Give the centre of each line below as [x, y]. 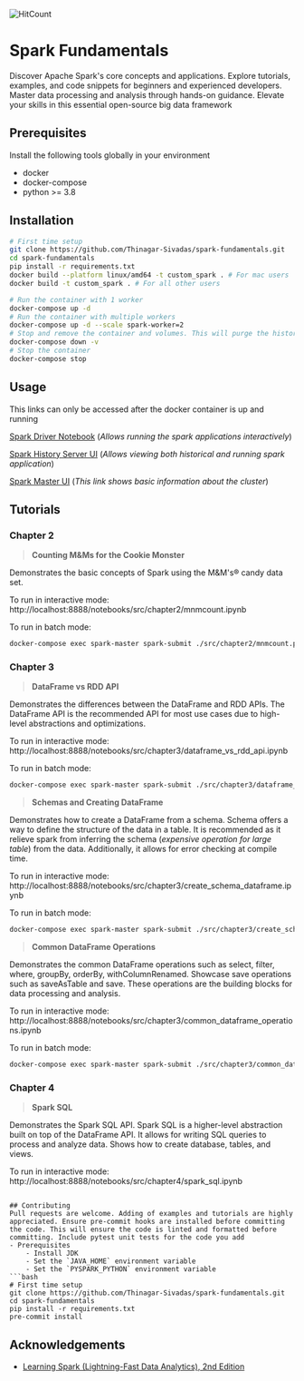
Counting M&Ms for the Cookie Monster [108, 555]
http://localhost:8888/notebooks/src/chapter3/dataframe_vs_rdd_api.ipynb [149, 751]
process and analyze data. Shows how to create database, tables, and [140, 1144]
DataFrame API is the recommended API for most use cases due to [134, 714]
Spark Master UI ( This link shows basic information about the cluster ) [139, 481]
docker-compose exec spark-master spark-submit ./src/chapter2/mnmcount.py [155, 644]
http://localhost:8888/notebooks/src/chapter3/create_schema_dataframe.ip [151, 886]
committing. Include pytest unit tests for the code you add [127, 1238]
